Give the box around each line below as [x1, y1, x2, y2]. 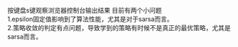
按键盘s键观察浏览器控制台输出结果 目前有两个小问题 [7, 6, 162, 14]
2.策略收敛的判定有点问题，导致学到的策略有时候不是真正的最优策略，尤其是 [7, 24, 231, 32]
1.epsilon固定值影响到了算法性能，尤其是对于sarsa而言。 [7, 15, 174, 23]
